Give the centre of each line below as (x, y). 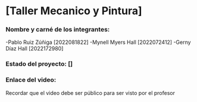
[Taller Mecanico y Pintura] (74, 11)
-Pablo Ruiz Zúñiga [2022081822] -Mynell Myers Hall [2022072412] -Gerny (98, 42)
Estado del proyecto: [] (39, 64)
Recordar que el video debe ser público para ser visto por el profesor (90, 93)
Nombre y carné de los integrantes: (58, 30)
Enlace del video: (31, 80)
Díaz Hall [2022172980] (35, 49)
